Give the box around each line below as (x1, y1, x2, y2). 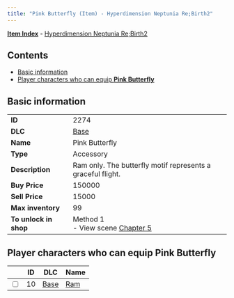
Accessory (72, 149, 108, 159)
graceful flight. (72, 169, 120, 179)
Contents (7, 49, 49, 61)
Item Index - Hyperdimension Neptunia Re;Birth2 (7, 29, 148, 38)
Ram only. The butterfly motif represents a (72, 161, 211, 171)
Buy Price (10, 180, 44, 190)
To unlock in (10, 214, 52, 224)
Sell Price (10, 192, 43, 202)
